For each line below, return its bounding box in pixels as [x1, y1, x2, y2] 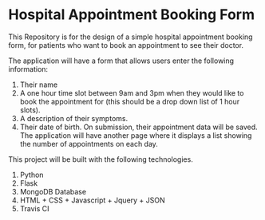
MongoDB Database [19, 187, 86, 196]
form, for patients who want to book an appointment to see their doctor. [8, 40, 244, 49]
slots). [19, 105, 41, 115]
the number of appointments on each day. [19, 139, 158, 148]
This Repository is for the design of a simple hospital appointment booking [8, 32, 253, 41]
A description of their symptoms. [19, 113, 129, 123]
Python [19, 170, 44, 179]
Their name [19, 80, 58, 89]
